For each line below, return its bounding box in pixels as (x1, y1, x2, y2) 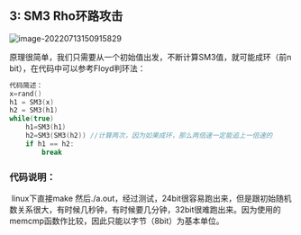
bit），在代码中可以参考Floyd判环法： (9, 62, 146, 74)
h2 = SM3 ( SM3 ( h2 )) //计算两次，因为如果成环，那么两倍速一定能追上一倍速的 (25, 131, 273, 140)
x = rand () (9, 89, 42, 98)
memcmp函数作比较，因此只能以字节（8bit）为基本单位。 (9, 215, 224, 226)
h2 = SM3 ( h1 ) (9, 106, 59, 115)
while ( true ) (9, 114, 54, 123)
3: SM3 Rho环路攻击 (9, 8, 123, 24)
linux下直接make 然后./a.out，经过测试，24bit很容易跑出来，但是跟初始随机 (11, 193, 292, 203)
